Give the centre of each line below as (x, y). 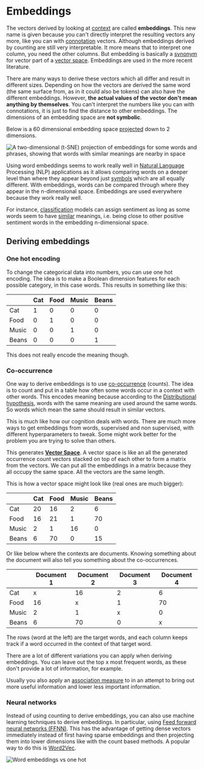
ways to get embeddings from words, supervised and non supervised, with (100, 428)
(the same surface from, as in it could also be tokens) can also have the (96, 91)
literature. (18, 67)
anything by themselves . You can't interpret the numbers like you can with (100, 104)
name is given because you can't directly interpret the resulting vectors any (101, 34)
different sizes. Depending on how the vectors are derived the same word (98, 85)
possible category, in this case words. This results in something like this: (97, 285)
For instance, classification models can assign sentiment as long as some (98, 209)
